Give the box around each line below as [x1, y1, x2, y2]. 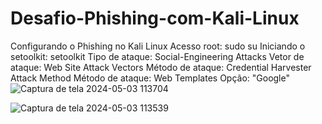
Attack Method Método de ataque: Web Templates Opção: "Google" [10, 72, 290, 84]
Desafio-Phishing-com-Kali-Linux [10, 7, 300, 30]
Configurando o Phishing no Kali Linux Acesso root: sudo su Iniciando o [10, 40, 306, 52]
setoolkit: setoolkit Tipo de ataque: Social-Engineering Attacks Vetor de [10, 50, 305, 62]
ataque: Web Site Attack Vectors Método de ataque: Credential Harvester [10, 61, 312, 73]
